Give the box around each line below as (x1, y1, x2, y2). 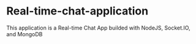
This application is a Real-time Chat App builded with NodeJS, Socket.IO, (6, 24, 191, 31)
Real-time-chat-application (6, 4, 149, 18)
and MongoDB (6, 30, 43, 37)
